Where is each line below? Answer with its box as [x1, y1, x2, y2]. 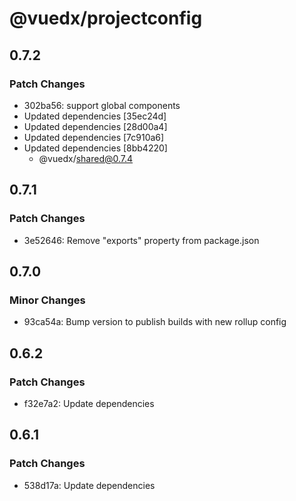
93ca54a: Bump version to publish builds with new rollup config [23, 316, 287, 328]
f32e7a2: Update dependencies [23, 397, 155, 409]
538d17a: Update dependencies [23, 479, 156, 491]
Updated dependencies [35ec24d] [23, 110, 167, 122]
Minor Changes [9, 293, 86, 307]
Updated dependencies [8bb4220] [23, 142, 168, 154]
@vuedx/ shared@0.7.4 [38, 152, 134, 164]
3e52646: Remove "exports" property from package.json [23, 234, 260, 246]
